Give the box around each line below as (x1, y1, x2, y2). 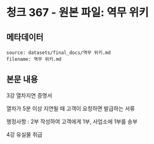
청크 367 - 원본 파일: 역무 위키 (6, 6, 149, 20)
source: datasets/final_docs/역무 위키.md (6, 50, 111, 56)
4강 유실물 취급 (6, 131, 43, 138)
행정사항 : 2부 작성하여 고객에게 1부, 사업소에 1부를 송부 (6, 118, 137, 125)
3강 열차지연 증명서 (6, 91, 53, 99)
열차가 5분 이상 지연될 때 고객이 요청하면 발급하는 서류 (6, 105, 136, 112)
